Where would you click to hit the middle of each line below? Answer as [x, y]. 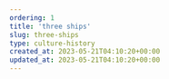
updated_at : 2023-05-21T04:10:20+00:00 [85, 60]
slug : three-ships [44, 35]
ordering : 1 [32, 18]
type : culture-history [52, 43]
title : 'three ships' [50, 26]
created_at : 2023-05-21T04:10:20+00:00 [85, 52]
